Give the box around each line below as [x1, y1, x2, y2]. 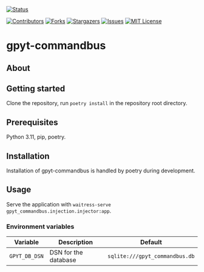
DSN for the [49, 248, 83, 257]
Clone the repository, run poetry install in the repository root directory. [6, 100, 188, 107]
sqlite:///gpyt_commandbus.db [107, 253, 195, 260]
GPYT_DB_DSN [9, 253, 44, 260]
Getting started [6, 83, 66, 93]
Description [58, 238, 93, 246]
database [49, 256, 76, 264]
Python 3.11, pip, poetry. [6, 134, 66, 141]
